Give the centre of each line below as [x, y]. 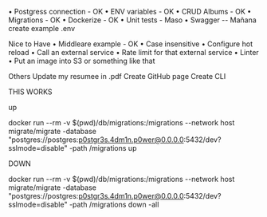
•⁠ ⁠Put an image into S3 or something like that [82, 61]
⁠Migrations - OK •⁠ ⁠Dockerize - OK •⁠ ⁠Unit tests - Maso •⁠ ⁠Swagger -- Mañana [132, 20]
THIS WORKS [30, 92]
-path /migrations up [103, 148]
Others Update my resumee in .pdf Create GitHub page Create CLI [117, 76]
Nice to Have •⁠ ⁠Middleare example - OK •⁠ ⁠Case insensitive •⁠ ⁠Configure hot [131, 44]
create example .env [42, 28]
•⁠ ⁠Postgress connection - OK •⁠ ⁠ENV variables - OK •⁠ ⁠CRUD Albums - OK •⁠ [130, 12]
